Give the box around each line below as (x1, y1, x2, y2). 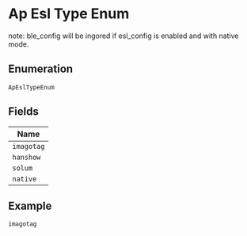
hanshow (12, 152, 41, 162)
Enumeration (8, 63, 74, 76)
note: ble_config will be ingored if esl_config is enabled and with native (8, 31, 239, 40)
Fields (8, 105, 40, 119)
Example (8, 199, 52, 212)
